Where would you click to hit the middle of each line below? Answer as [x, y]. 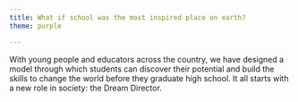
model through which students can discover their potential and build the [142, 69]
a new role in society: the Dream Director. [86, 88]
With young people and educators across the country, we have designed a [147, 59]
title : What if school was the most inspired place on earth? [128, 17]
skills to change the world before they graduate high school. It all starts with [149, 78]
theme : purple [36, 26]
